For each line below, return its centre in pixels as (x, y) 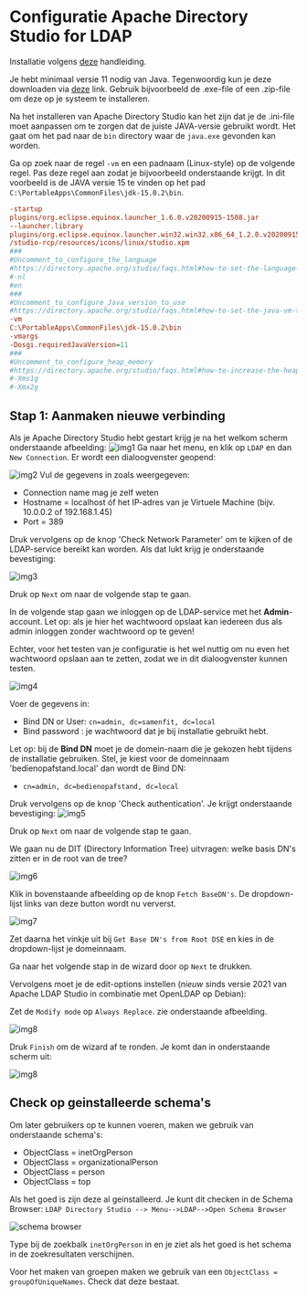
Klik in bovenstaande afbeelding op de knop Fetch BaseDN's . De (129, 894)
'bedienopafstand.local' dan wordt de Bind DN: (98, 768)
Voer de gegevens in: (49, 704)
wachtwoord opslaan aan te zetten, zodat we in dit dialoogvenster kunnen (148, 659)
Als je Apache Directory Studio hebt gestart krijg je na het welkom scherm (148, 437)
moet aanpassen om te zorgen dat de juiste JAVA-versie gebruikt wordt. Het (153, 126)
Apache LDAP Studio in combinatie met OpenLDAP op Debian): (128, 994)
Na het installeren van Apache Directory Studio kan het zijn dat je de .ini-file (152, 116)
